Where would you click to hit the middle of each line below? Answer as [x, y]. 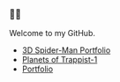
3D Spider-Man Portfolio [66, 50]
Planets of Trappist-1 [60, 60]
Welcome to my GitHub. [52, 34]
